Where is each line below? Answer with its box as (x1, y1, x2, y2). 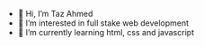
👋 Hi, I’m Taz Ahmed (17, 9, 93, 19)
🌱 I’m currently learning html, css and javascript (17, 27, 195, 37)
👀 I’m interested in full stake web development (17, 18, 190, 28)
